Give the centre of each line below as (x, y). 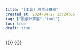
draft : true (18, 28)
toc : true (16, 24)
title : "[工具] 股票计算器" (32, 10)
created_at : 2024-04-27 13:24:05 (40, 14)
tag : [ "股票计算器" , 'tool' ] (33, 19)
